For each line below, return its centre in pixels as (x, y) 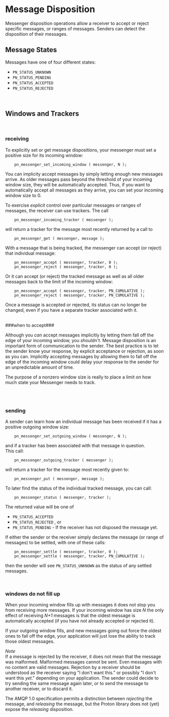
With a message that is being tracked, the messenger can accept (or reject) (83, 248)
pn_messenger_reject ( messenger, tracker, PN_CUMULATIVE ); (79, 295)
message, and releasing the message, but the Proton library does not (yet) (82, 704)
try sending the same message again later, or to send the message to (77, 684)
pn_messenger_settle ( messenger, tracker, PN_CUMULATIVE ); (79, 556)
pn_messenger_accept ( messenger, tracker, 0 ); (66, 262)
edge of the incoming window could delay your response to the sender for (82, 362)
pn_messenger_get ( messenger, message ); (59, 238)
